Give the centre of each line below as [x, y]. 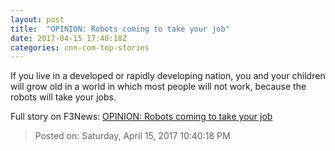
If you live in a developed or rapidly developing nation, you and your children [168, 76]
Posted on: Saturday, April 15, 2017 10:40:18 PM [132, 136]
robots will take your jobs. [63, 97]
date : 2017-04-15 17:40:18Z [69, 38]
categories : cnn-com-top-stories [80, 47]
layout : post [37, 19]
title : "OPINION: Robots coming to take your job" [120, 29]
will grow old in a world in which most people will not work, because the [158, 87]
